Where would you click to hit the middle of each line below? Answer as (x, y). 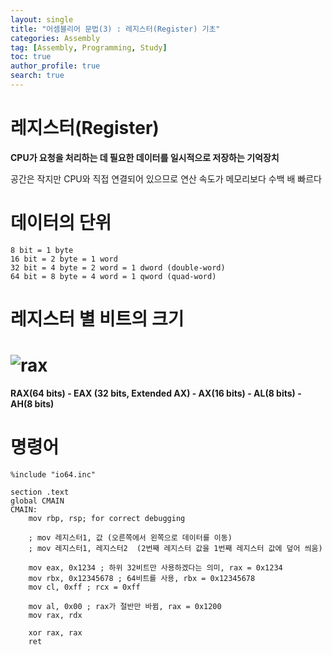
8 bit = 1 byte (42, 250)
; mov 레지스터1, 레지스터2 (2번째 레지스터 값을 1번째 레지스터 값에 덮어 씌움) (175, 548)
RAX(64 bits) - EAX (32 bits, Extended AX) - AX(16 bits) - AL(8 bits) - (156, 393)
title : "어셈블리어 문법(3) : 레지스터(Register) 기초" (115, 29)
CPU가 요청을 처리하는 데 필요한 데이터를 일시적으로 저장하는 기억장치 (145, 157)
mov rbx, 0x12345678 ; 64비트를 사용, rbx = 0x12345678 (142, 578)
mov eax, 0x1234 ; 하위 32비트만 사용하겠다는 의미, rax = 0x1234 (155, 567)
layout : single (42, 19)
